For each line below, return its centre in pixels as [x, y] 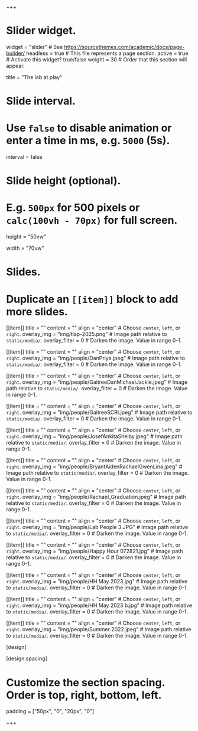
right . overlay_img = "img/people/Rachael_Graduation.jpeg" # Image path [96, 497]
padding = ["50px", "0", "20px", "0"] [50, 712]
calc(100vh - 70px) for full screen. [92, 221]
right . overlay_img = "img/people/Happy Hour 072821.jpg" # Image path [95, 551]
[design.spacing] [27, 658]
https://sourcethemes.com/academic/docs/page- [124, 47]
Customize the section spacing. [86, 682]
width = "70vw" [25, 248]
